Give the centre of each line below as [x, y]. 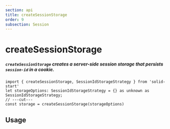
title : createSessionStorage [36, 15]
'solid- [157, 82]
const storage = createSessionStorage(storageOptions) [65, 104]
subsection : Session [27, 24]
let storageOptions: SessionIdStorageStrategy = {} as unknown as [77, 91]
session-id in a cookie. [30, 70]
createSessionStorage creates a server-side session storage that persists [84, 64]
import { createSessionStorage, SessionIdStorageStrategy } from [76, 82]
